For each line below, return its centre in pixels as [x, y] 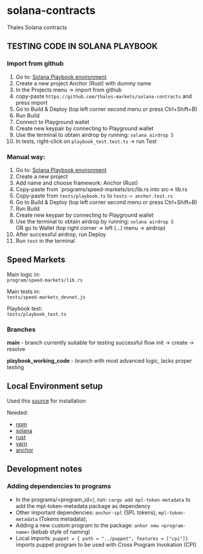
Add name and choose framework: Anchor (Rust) [77, 183]
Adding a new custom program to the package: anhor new [87, 525]
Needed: [18, 412]
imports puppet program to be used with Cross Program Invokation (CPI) [106, 544]
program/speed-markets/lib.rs [45, 280]
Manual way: [26, 157]
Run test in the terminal [45, 240]
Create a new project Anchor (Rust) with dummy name [83, 83]
